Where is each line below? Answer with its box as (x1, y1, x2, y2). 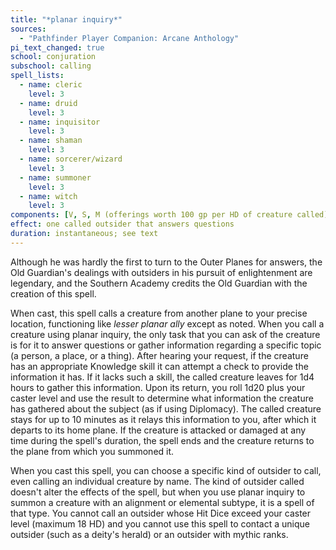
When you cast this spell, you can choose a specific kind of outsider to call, (10, 464, 322, 476)
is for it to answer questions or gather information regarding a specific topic (10, 339, 322, 351)
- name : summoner (19, 172, 92, 183)
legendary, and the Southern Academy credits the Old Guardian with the (10, 277, 308, 289)
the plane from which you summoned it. (10, 445, 175, 457)
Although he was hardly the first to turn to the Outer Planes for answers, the (10, 256, 323, 268)
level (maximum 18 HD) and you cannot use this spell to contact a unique (10, 517, 310, 530)
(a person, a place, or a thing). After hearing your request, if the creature (10, 349, 309, 361)
